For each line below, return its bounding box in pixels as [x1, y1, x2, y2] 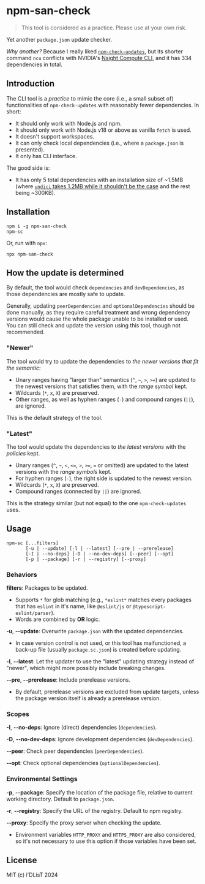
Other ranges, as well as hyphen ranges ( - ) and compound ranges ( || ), [15, 395, 195, 403]
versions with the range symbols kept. [15, 468, 112, 475]
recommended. [6, 329, 45, 336]
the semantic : [6, 364, 41, 372]
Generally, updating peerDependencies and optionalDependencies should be [6, 302, 195, 310]
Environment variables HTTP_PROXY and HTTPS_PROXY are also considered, [15, 831, 196, 838]
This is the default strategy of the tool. [6, 414, 103, 421]
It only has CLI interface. [15, 152, 78, 159]
